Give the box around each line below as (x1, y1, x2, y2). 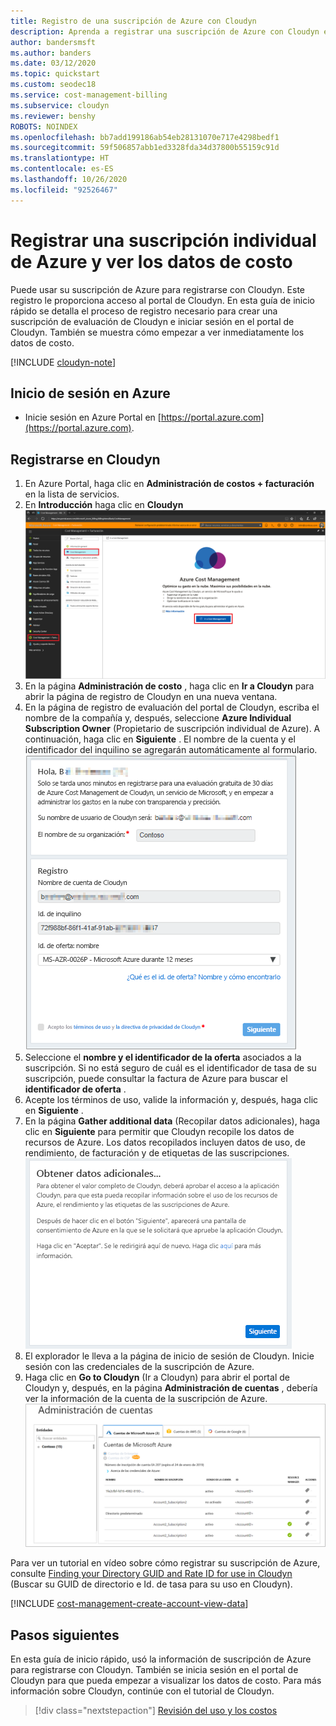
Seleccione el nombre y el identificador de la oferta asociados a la (24, 1051, 302, 1064)
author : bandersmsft (10, 37, 97, 47)
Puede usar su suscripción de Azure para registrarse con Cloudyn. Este (10, 283, 306, 295)
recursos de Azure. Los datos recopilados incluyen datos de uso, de (24, 1136, 306, 1149)
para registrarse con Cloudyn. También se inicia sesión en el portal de (10, 1663, 299, 1675)
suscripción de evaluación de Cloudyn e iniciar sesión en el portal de (10, 315, 295, 327)
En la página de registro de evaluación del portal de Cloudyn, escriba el (24, 701, 320, 714)
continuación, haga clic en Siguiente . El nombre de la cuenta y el (24, 733, 296, 745)
